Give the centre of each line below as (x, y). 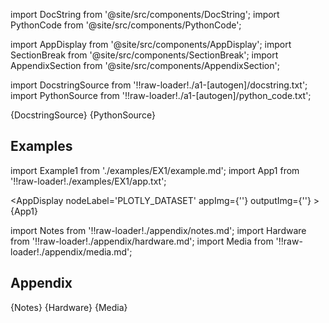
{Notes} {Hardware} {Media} (69, 307)
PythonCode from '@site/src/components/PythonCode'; (126, 25)
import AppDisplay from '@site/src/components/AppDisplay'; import (151, 44)
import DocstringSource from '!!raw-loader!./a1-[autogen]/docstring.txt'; (159, 85)
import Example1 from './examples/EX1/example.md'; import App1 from (155, 170)
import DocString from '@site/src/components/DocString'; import (145, 14)
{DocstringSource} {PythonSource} (83, 115)
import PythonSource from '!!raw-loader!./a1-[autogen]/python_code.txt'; (161, 95)
